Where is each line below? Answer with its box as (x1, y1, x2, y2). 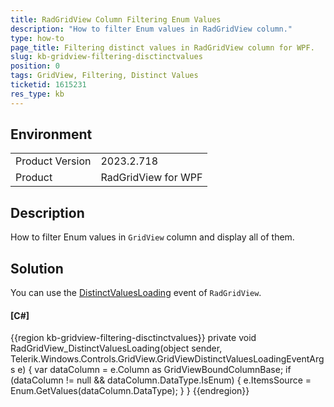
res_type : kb (10, 89, 65, 99)
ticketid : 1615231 (10, 80, 87, 90)
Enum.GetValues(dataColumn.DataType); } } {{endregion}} (10, 385, 250, 397)
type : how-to (10, 33, 65, 43)
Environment (10, 126, 93, 143)
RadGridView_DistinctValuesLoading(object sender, (10, 342, 223, 355)
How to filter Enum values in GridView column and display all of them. (10, 231, 295, 243)
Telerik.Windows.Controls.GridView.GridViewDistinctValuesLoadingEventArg (10, 353, 325, 365)
